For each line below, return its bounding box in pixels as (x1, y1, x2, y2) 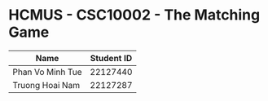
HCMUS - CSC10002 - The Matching (8, 6, 261, 24)
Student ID (90, 52, 133, 64)
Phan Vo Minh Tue (12, 66, 83, 77)
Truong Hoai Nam (12, 79, 80, 90)
